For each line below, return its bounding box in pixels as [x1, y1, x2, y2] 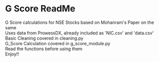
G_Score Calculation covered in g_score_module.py [5, 40, 111, 46]
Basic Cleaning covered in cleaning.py [5, 35, 83, 41]
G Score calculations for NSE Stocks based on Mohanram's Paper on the [5, 19, 154, 25]
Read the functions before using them [5, 46, 83, 52]
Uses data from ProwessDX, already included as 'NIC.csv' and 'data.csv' [5, 30, 154, 36]
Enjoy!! [5, 51, 19, 57]
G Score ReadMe [5, 3, 76, 14]
